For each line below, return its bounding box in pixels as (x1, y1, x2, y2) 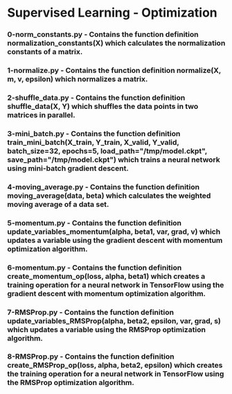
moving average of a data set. (7, 199, 109, 209)
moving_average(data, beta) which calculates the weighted (7, 191, 211, 200)
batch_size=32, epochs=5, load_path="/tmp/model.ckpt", (7, 146, 208, 155)
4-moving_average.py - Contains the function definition (7, 182, 199, 191)
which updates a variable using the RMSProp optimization (7, 325, 206, 334)
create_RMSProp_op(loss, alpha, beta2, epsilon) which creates (7, 361, 223, 370)
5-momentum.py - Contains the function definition (7, 218, 182, 228)
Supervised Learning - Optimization (7, 5, 218, 21)
